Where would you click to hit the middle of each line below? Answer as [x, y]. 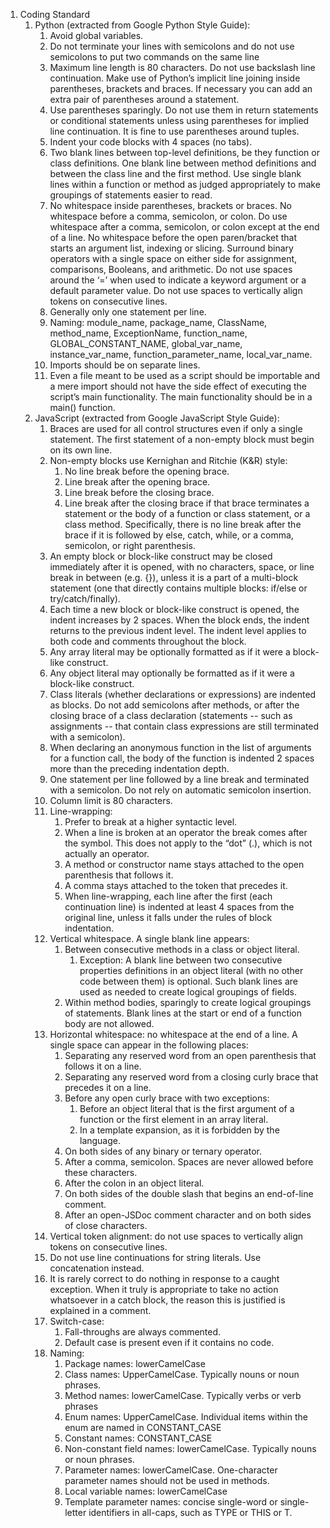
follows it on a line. [103, 1066]
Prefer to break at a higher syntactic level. [151, 822]
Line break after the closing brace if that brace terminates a [187, 503]
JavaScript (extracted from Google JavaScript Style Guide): [157, 418]
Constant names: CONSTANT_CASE [138, 1438]
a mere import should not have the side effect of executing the [178, 386]
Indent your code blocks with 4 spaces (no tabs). [151, 142]
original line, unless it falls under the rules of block [168, 917]
